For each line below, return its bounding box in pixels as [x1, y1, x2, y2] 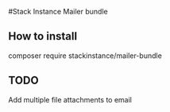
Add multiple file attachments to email [8, 95, 133, 104]
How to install [8, 29, 78, 43]
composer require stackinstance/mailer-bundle [8, 51, 163, 60]
